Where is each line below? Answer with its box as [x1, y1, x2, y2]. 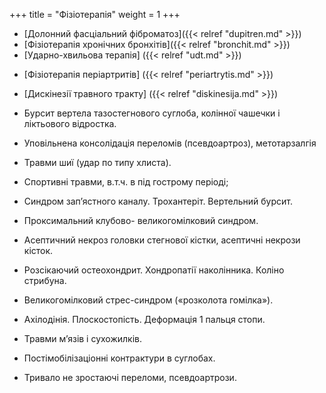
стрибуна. [23, 275, 67, 286]
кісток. [23, 245, 54, 256]
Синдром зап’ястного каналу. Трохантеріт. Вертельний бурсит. [23, 195, 294, 207]
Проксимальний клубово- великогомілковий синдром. [23, 215, 259, 226]
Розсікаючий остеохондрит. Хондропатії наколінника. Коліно [23, 264, 285, 276]
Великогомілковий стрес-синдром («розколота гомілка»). [23, 294, 274, 306]
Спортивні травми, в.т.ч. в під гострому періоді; [23, 176, 229, 188]
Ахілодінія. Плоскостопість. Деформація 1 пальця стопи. [23, 314, 266, 325]
